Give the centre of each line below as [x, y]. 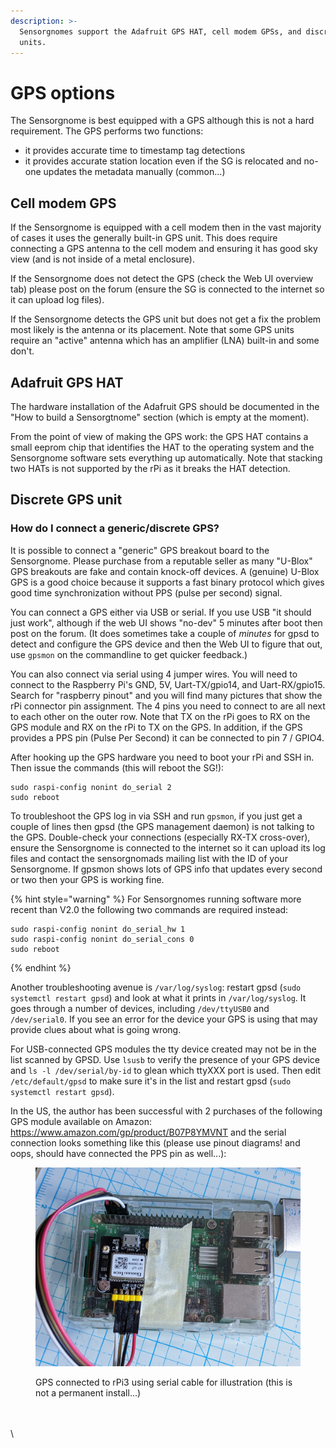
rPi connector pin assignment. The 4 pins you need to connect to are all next [168, 706]
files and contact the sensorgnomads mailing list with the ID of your [149, 858]
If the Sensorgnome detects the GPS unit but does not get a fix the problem [166, 319]
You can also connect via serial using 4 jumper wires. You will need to [154, 674]
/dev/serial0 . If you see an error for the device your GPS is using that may [164, 1019]
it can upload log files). [57, 300]
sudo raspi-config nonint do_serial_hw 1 [98, 929]
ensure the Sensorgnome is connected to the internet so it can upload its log [168, 847]
